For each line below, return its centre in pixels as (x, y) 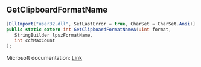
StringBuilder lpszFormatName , (54, 35)
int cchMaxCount (35, 41)
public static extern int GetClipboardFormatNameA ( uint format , (89, 30)
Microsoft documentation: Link (44, 58)
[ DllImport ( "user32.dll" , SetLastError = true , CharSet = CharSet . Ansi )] (101, 24)
